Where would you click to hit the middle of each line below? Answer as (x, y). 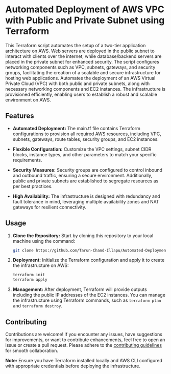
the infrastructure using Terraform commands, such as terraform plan (87, 300)
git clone (23, 250)
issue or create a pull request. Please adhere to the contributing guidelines (84, 345)
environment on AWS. (28, 100)
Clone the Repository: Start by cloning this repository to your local (83, 235)
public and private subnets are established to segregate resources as (86, 181)
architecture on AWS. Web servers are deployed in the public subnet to (80, 51)
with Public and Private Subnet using (85, 20)
